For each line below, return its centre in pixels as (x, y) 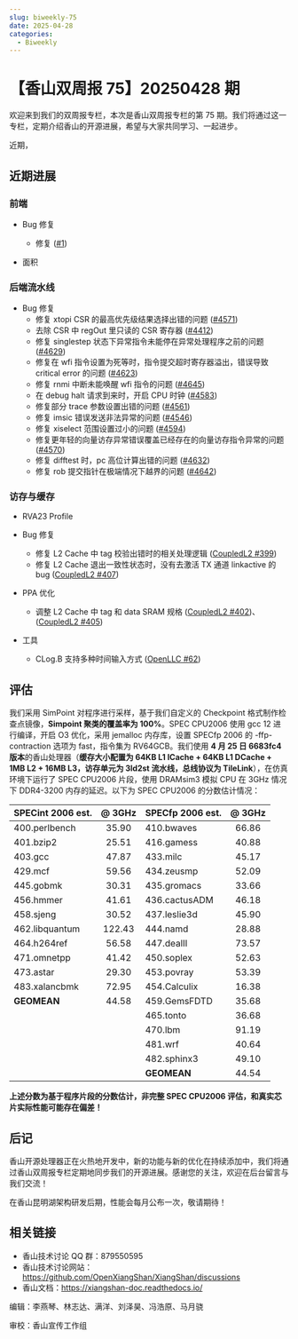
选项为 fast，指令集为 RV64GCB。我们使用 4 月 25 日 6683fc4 (167, 746)
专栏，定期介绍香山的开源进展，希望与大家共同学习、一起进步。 (125, 126)
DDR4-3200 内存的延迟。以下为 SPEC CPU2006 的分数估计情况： (140, 790)
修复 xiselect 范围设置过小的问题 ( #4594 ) (110, 429)
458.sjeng (35, 915)
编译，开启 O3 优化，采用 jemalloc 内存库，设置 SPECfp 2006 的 (134, 735)
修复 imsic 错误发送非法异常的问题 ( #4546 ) (114, 417)
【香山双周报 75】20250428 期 (125, 89)
